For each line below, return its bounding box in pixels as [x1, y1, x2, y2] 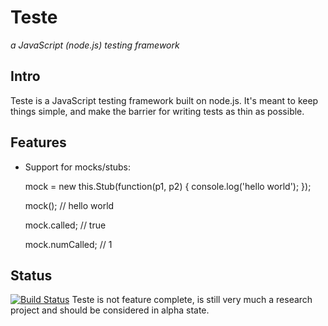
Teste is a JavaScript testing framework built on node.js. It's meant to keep [10, 94, 319, 106]
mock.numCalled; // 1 [24, 238, 113, 250]
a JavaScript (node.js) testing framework [10, 39, 180, 51]
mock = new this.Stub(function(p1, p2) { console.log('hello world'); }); [24, 180, 312, 192]
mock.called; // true [24, 219, 107, 231]
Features [10, 134, 67, 151]
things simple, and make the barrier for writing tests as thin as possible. [10, 105, 305, 117]
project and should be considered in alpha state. [10, 304, 210, 316]
